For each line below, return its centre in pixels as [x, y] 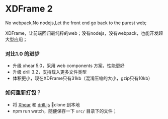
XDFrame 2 [29, 9]
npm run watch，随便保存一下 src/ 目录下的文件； [65, 111]
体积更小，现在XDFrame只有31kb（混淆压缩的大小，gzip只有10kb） [82, 78]
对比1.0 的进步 [22, 53]
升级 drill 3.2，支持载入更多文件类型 [50, 72]
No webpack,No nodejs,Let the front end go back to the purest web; [76, 23]
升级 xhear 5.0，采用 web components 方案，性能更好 [68, 66]
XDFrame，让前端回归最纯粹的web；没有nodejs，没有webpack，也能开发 [82, 33]
